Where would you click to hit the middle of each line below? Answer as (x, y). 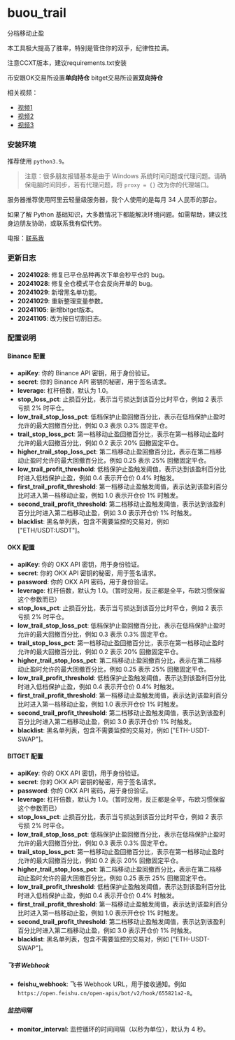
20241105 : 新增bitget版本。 (57, 310)
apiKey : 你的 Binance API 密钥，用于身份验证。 (85, 373)
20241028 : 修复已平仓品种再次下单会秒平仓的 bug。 (93, 275)
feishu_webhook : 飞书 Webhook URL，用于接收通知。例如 (102, 984)
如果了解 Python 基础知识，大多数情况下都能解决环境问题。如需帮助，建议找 (117, 215)
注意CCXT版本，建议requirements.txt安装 (67, 63)
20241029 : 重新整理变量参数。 (62, 301)
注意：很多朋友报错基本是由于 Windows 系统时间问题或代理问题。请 (122, 176)
